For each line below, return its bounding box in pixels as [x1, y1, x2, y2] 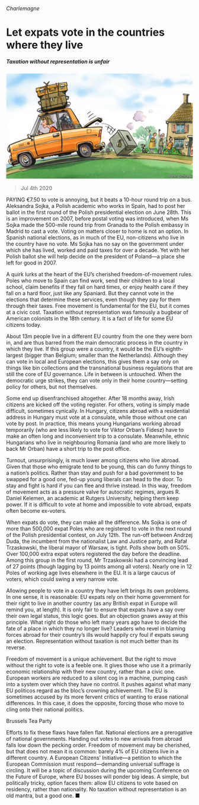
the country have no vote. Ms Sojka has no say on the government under [6, 241, 184, 248]
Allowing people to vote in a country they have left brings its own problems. [6, 587, 191, 594]
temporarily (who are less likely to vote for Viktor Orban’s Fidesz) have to [6, 427, 184, 434]
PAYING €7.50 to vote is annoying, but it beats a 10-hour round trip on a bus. [6, 196, 192, 203]
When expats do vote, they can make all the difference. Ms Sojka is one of [6, 519, 188, 526]
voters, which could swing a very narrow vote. [6, 576, 119, 583]
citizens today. [6, 321, 41, 329]
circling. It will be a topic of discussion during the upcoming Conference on [6, 767, 190, 774]
